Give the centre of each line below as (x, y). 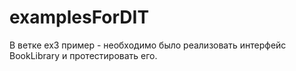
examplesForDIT (79, 17)
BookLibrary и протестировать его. (83, 55)
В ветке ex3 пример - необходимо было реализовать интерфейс (148, 45)
